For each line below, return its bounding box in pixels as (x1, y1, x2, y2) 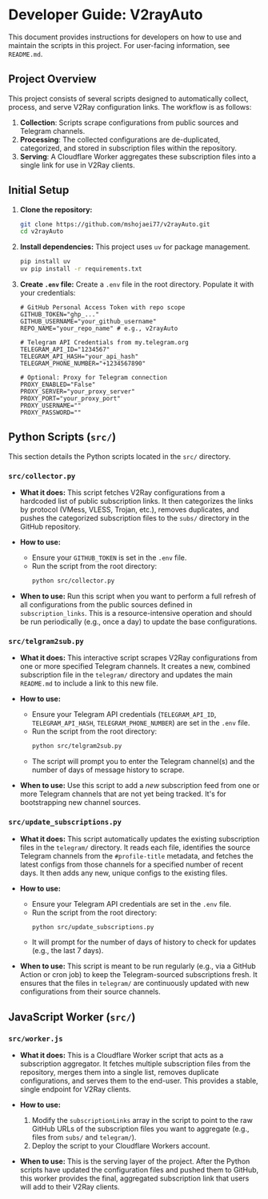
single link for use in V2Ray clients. (19, 160, 136, 170)
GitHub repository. (19, 522, 81, 532)
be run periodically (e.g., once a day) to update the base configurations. (19, 617, 258, 626)
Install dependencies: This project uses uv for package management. (19, 242, 250, 251)
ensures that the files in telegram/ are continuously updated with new (19, 979, 250, 988)
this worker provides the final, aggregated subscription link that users (19, 1173, 250, 1183)
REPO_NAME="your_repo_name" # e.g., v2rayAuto (19, 324, 178, 333)
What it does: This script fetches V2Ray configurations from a (19, 488, 226, 497)
